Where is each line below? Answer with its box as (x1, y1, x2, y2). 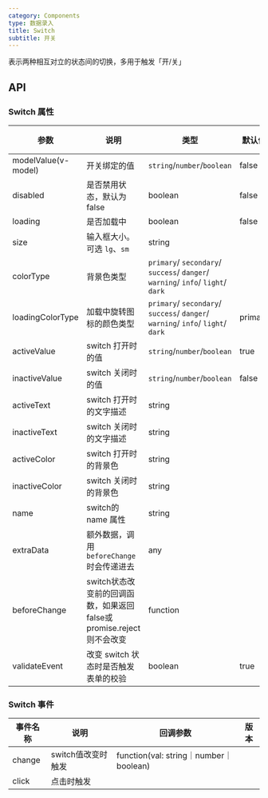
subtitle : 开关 (8, 34, 57, 42)
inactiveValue (12, 373, 62, 384)
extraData (12, 545, 49, 556)
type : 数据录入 (8, 19, 54, 27)
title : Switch (8, 26, 56, 34)
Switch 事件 (8, 699, 54, 710)
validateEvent (12, 660, 64, 672)
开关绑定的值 (86, 160, 135, 171)
